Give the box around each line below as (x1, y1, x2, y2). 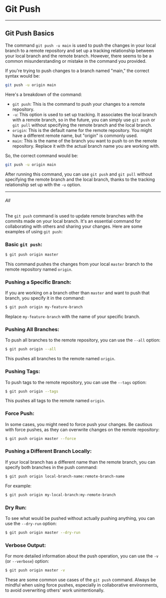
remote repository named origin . (5, 266, 73, 272)
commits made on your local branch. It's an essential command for (5, 218, 141, 224)
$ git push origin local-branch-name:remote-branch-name (5, 473, 125, 479)
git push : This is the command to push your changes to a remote (12, 101, 145, 107)
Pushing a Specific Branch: (5, 278, 72, 285)
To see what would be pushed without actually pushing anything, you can (5, 515, 155, 521)
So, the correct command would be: (5, 152, 79, 159)
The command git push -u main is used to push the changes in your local (5, 42, 156, 48)
